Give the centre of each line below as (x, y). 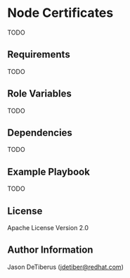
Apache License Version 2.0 (48, 228)
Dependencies (40, 133)
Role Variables (39, 94)
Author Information (50, 250)
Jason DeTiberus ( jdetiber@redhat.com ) (66, 267)
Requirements (39, 55)
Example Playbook (48, 171)
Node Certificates (60, 13)
